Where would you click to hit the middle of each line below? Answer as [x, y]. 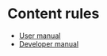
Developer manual [49, 43]
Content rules [53, 14]
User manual [40, 35]
